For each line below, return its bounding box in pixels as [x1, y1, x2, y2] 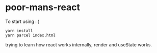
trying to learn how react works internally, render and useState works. [5, 41, 152, 47]
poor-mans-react [5, 2, 81, 13]
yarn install [5, 28, 33, 33]
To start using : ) [5, 18, 40, 24]
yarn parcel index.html [5, 33, 56, 38]
